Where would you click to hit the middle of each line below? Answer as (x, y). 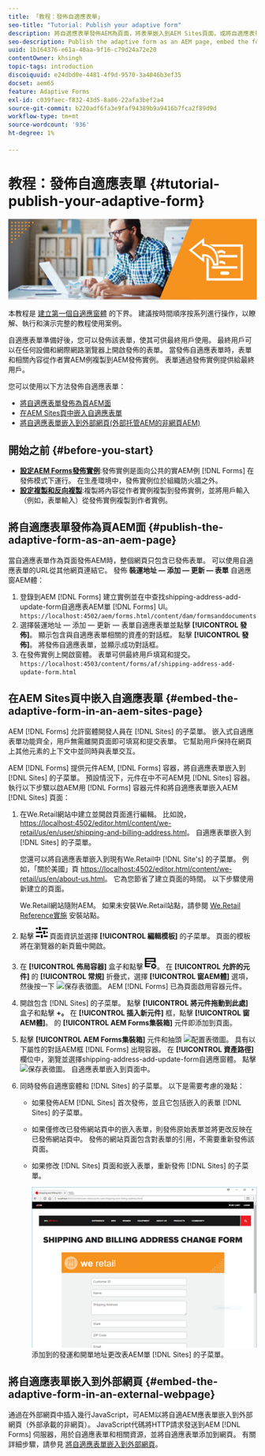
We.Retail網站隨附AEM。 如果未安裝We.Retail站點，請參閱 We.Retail (130, 905)
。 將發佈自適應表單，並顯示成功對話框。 (96, 644)
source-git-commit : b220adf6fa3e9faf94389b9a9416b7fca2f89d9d (112, 108)
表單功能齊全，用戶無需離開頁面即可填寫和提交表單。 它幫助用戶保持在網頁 (130, 741)
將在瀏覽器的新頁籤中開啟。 (65, 946)
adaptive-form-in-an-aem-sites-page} (106, 711)
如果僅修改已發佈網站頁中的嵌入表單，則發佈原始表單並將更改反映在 (142, 1129)
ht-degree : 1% (32, 133)
